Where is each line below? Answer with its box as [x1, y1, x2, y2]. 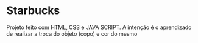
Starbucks [6, 4, 60, 18]
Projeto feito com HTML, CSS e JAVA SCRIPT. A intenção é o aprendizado [6, 24, 192, 31]
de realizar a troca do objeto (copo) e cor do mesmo [6, 30, 138, 37]
